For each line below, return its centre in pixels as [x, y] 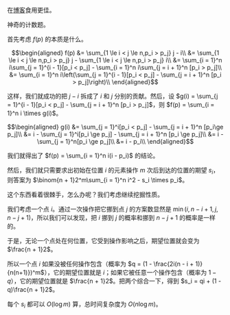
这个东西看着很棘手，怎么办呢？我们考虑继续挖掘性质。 [85, 194]
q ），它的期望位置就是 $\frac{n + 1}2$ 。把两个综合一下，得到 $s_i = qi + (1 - [114, 281]
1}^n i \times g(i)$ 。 [35, 113]
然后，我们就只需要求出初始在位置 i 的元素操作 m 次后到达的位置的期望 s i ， [113, 171]
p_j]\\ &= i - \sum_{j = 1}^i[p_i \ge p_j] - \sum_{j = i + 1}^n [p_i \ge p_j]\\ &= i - [115, 134]
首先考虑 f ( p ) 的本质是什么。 [47, 39]
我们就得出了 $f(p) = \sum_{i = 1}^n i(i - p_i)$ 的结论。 [83, 155]
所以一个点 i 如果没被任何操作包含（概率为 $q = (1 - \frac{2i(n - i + [101, 264]
